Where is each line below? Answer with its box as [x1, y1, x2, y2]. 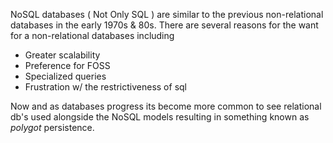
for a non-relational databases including [10, 30, 175, 41]
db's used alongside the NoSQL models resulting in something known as [10, 111, 310, 123]
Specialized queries [24, 70, 107, 82]
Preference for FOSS [24, 60, 111, 71]
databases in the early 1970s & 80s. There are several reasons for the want [10, 19, 319, 31]
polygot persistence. [10, 122, 95, 133]
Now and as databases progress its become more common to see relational [10, 100, 322, 112]
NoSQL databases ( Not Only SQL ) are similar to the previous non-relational [10, 9, 324, 20]
